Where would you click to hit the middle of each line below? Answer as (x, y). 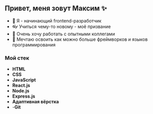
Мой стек (17, 58)
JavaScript (24, 80)
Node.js (21, 91)
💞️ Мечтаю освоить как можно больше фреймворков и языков (80, 39)
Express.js (23, 96)
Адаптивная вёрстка (35, 102)
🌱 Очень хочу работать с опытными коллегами (63, 34)
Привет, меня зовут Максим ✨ (56, 8)
